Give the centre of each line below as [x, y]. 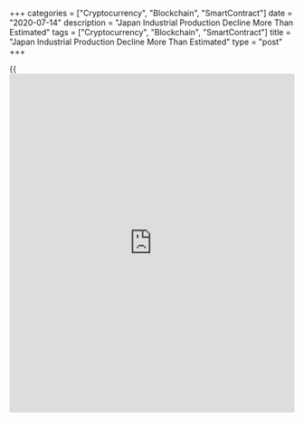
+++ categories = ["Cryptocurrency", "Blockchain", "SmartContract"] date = [151, 13]
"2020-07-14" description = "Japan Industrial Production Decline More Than [152, 23]
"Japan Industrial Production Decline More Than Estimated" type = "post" [146, 42]
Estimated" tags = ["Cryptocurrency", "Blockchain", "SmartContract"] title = [150, 32]
